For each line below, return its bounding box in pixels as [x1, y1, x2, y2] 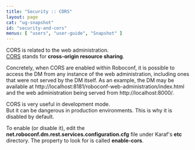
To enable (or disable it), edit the [6, 125, 85, 132]
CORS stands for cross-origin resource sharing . [6, 53, 125, 60]
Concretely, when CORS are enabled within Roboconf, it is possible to [6, 64, 175, 71]
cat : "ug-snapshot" [6, 19, 54, 25]
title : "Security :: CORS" [6, 8, 72, 15]
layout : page [6, 14, 38, 20]
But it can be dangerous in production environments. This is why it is [6, 107, 173, 114]
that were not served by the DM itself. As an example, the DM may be [6, 77, 174, 84]
